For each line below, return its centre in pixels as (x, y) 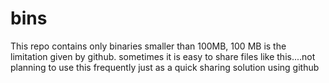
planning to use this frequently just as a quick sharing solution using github (165, 67)
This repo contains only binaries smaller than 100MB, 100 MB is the (148, 46)
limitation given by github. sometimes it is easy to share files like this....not (163, 56)
